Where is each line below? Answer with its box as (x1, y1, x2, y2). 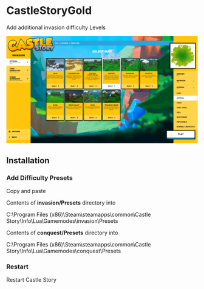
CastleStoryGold (6, 4, 92, 18)
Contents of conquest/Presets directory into (6, 229, 118, 237)
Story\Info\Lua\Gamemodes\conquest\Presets (6, 247, 121, 255)
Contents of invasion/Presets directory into (6, 199, 116, 206)
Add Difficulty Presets (6, 174, 73, 182)
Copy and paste (6, 188, 46, 195)
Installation (6, 155, 50, 166)
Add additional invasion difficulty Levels (6, 24, 106, 31)
